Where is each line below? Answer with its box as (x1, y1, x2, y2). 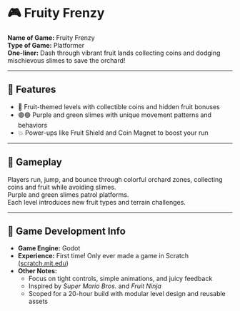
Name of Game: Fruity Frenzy (7, 33, 95, 42)
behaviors (17, 121, 48, 129)
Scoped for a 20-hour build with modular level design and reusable (28, 290, 226, 298)
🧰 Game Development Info (7, 225, 126, 237)
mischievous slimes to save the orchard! (7, 56, 126, 64)
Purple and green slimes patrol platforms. (7, 190, 129, 199)
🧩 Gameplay (7, 156, 62, 168)
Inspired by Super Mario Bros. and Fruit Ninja (28, 282, 162, 290)
